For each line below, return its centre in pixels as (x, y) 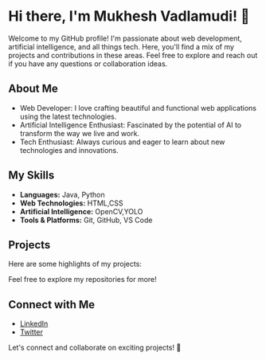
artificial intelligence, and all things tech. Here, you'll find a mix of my (121, 46)
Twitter (31, 332)
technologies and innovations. (69, 150)
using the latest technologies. (68, 116)
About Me (33, 89)
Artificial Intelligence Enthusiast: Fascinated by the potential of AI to (130, 125)
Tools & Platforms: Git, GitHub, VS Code (86, 220)
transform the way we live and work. (80, 133)
